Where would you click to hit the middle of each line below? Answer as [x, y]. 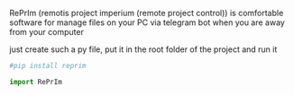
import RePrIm [36, 82]
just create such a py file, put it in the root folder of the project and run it [143, 49]
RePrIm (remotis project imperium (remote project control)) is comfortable [147, 13]
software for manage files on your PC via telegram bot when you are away [147, 22]
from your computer [46, 32]
